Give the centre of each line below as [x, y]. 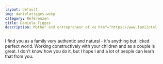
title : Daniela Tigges [28, 23]
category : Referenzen [27, 18]
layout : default [21, 9]
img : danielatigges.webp [30, 14]
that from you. [19, 56]
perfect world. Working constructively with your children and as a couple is [80, 46]
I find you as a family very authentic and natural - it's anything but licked [77, 41]
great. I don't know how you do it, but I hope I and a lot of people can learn [80, 51]
